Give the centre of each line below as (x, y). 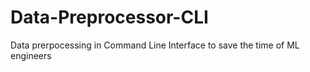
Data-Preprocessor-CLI (109, 17)
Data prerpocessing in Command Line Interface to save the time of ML (155, 45)
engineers (31, 55)
